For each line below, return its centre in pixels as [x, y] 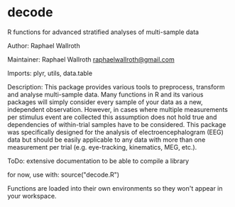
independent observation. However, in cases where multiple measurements [118, 109]
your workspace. [32, 196]
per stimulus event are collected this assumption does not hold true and [112, 117]
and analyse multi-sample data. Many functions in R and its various [105, 94]
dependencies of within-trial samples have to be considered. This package [117, 124]
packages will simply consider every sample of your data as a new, [105, 102]
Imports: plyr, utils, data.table [50, 73]
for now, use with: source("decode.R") [63, 174]
